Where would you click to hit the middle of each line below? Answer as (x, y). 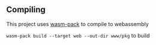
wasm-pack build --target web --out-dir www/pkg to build (78, 36)
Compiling (26, 10)
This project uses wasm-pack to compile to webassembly (77, 24)
